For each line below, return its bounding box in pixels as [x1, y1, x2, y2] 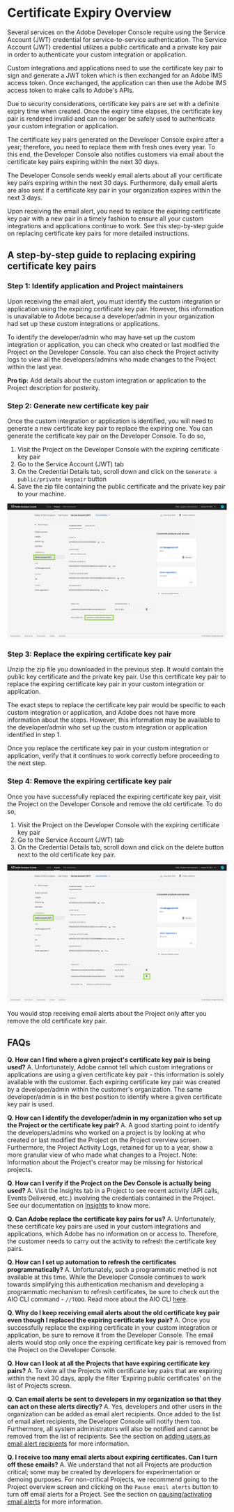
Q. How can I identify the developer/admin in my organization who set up [7, 1113, 222, 1122]
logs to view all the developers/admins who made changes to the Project [7, 355, 216, 364]
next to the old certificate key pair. [17, 850, 116, 859]
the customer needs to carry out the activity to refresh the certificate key [7, 1237, 217, 1245]
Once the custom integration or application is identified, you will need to [7, 417, 214, 425]
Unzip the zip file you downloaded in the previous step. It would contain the [7, 665, 224, 674]
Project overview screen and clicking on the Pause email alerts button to [7, 1482, 219, 1491]
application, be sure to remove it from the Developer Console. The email [7, 1331, 214, 1339]
